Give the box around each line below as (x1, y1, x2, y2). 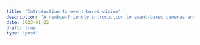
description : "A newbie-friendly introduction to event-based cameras (6, 14, 185, 20)
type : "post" (6, 30, 39, 36)
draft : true (6, 25, 36, 31)
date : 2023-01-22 (6, 19, 49, 25)
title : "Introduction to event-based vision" (6, 8, 121, 15)
